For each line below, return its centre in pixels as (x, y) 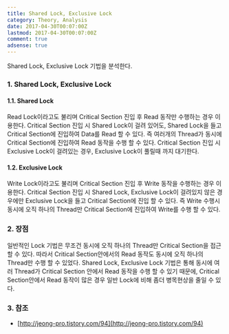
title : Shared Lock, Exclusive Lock (59, 13)
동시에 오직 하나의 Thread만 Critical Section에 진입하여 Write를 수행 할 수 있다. (114, 209)
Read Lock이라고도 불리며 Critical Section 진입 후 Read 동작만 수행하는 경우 (110, 117)
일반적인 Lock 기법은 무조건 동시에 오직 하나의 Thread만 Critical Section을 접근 (114, 245)
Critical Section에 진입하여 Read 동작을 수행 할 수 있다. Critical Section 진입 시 (114, 143)
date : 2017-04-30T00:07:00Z (47, 26)
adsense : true (28, 45)
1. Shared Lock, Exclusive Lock (59, 84)
